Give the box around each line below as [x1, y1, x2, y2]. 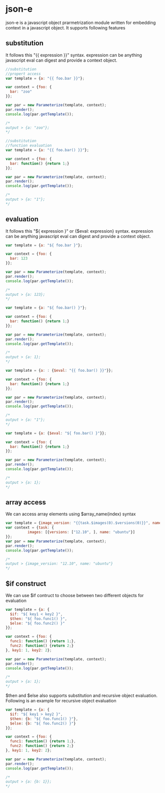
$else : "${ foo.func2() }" [10, 621, 65, 625]
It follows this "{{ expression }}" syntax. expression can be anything [5, 52, 142, 58]
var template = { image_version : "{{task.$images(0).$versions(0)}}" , [5, 521, 151, 526]
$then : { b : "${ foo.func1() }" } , [10, 716, 78, 721]
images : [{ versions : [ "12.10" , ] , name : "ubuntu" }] [27, 530, 135, 535]
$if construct [5, 579, 47, 588]
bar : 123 [10, 256, 28, 261]
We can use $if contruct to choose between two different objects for [5, 592, 144, 598]
